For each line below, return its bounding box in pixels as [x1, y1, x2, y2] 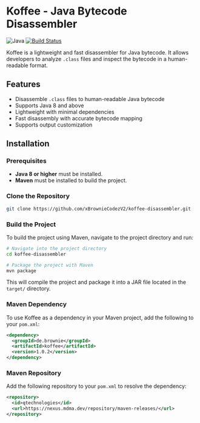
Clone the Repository [6, 192, 70, 200]
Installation [6, 139, 50, 149]
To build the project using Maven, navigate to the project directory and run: [6, 234, 194, 241]
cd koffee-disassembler [6, 251, 67, 257]
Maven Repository [6, 369, 62, 377]
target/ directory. [6, 285, 51, 292]
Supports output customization [15, 121, 93, 128]
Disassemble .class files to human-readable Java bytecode [15, 95, 165, 102]
